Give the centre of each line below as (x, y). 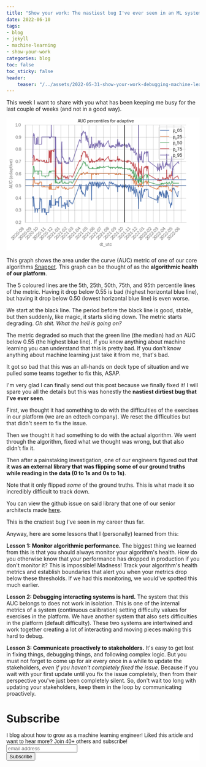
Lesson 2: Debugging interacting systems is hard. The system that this (97, 597)
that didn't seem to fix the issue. (47, 423)
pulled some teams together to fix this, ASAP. (63, 373)
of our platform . (27, 273)
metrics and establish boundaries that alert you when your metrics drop (97, 572)
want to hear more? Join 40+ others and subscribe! (67, 741)
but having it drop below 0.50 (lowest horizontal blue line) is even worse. (98, 299)
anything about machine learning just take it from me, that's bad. (88, 355)
